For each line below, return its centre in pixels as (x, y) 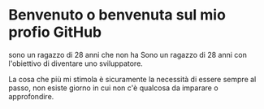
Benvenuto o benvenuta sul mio (117, 15)
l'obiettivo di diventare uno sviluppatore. (76, 63)
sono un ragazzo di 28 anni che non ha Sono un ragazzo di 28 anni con (128, 54)
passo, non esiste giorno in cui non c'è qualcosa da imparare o (113, 88)
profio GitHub (55, 32)
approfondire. (31, 96)
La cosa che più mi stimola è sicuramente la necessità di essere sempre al (132, 79)
